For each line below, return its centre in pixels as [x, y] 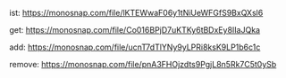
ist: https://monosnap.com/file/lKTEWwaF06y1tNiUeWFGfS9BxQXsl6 [136, 13]
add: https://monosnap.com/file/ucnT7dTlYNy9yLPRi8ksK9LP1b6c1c [135, 47]
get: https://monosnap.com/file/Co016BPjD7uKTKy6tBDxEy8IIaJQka [135, 30]
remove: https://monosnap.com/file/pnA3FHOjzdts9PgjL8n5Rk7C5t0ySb [143, 64]
